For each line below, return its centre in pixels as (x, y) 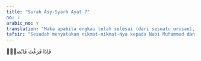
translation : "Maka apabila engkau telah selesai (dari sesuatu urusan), (101, 29)
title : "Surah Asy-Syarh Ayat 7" (48, 12)
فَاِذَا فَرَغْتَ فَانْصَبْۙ (29, 51)
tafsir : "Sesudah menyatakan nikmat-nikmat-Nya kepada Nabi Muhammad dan (101, 34)
